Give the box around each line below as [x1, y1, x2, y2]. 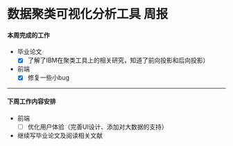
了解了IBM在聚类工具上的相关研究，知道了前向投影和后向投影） [27, 56, 209, 64]
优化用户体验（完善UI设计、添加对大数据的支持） [27, 122, 168, 131]
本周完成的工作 [7, 30, 50, 39]
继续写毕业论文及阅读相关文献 [17, 131, 103, 139]
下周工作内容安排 [7, 98, 56, 106]
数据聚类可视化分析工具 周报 [7, 6, 169, 22]
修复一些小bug [27, 73, 70, 82]
